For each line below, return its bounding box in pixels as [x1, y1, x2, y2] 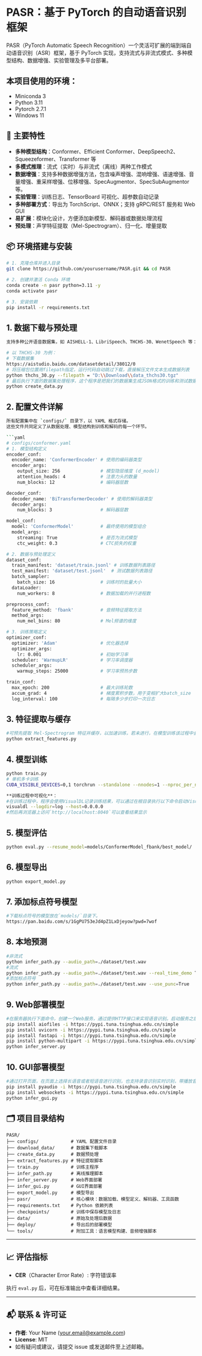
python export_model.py [6, 878, 66, 885]
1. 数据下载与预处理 [6, 322, 78, 333]
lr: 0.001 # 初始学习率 [17, 651, 129, 658]
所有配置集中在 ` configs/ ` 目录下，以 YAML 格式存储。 [6, 418, 131, 424]
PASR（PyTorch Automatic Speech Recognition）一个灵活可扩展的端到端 [6, 42, 186, 49]
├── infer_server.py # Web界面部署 [6, 1177, 103, 1183]
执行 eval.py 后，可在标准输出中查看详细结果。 [6, 1284, 123, 1292]
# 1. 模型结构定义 [6, 445, 47, 452]
